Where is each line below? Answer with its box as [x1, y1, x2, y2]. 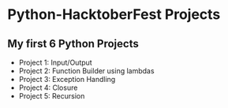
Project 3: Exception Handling [18, 75, 116, 84]
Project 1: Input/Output [18, 58, 92, 67]
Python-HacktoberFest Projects [7, 6, 221, 24]
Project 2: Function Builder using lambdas [18, 66, 155, 76]
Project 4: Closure [18, 83, 78, 92]
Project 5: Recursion [18, 91, 85, 100]
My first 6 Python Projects [7, 37, 139, 50]
